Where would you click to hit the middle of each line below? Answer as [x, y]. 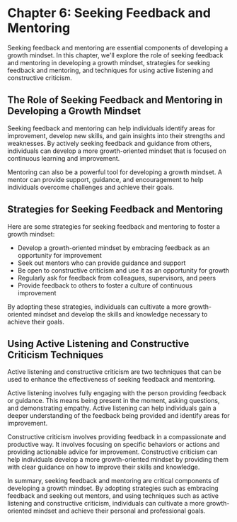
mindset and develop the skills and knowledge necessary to [120, 314]
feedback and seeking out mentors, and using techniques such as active [113, 496]
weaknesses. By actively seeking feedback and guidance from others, [110, 143]
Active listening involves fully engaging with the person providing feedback [117, 393]
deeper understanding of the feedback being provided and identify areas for [118, 416]
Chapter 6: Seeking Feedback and [109, 13]
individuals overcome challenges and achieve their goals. [91, 187]
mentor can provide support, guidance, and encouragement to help [105, 179]
